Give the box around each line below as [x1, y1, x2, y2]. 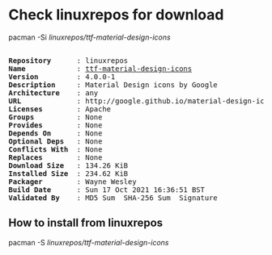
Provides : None [8, 120, 103, 130]
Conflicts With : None [8, 144, 103, 154]
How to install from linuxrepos [8, 216, 164, 230]
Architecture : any [8, 88, 99, 98]
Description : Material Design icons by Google [8, 80, 219, 90]
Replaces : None [8, 153, 103, 162]
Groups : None [8, 112, 103, 122]
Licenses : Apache [8, 104, 112, 114]
